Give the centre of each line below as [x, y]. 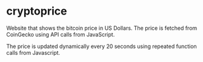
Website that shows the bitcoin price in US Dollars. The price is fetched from [102, 28]
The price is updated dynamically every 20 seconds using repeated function [101, 46]
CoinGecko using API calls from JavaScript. [61, 34]
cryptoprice [37, 11]
